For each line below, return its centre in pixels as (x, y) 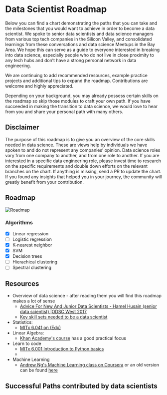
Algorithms (19, 223)
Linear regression (30, 233)
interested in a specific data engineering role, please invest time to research (83, 161)
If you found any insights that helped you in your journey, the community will (83, 177)
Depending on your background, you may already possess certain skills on (82, 96)
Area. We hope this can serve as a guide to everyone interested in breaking (83, 50)
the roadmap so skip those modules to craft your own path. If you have (78, 101)
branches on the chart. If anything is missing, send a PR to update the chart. (83, 171)
